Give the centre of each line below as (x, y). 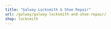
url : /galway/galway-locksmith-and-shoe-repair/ (56, 14)
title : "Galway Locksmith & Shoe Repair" (48, 10)
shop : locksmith (22, 19)
